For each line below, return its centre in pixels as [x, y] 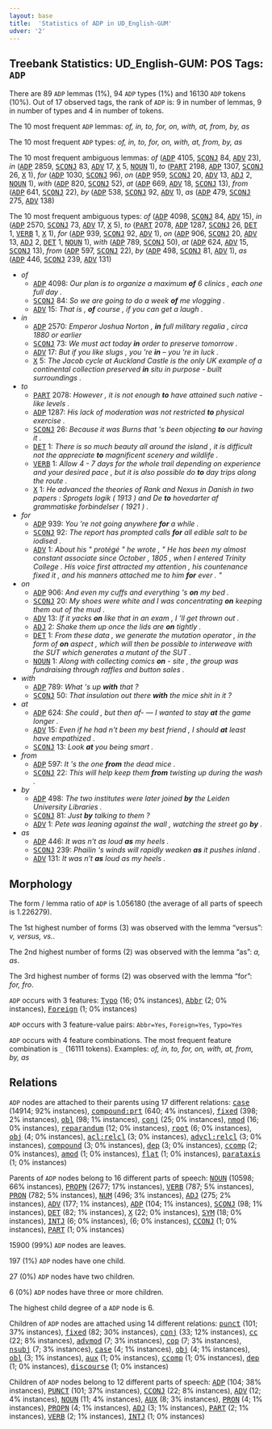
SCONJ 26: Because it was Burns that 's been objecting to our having [148, 430]
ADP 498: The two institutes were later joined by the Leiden [131, 799]
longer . [46, 721]
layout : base [31, 16]
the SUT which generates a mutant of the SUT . [112, 653]
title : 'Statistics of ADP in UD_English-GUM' [91, 23]
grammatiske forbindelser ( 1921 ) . [90, 506]
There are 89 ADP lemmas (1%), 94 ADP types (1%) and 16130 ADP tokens [128, 94]
